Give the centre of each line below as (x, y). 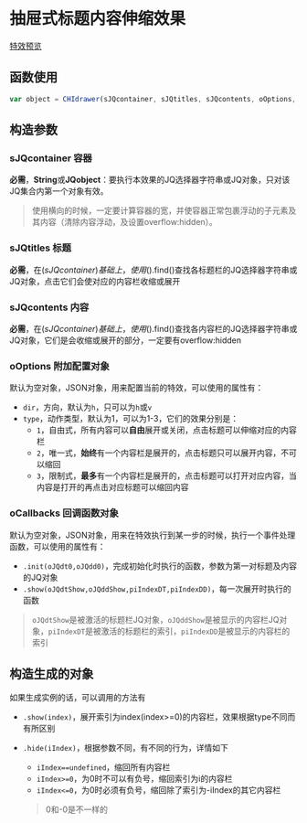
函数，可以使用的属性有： (58, 546)
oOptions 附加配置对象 (59, 366)
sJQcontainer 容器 (51, 158)
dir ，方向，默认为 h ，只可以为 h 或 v (87, 407)
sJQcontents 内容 (49, 307)
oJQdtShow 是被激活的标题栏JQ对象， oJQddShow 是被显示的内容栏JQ (156, 619)
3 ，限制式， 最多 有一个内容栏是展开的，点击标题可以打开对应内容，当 (166, 476)
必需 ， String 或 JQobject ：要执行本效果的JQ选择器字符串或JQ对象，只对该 (150, 180)
